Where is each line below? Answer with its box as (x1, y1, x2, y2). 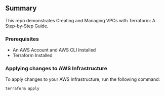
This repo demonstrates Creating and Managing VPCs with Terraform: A (5, 17, 156, 23)
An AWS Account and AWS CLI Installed (12, 47, 96, 53)
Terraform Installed (12, 53, 53, 59)
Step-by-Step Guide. (5, 23, 49, 29)
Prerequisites (5, 35, 39, 42)
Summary (5, 4, 37, 13)
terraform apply (5, 86, 39, 91)
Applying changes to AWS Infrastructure (5, 65, 108, 72)
